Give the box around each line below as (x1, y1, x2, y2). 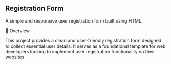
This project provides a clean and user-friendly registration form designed (5, 37, 162, 44)
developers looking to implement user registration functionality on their (5, 48, 155, 54)
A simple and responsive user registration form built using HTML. (5, 17, 143, 24)
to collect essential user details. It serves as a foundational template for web (5, 43, 166, 49)
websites (5, 54, 25, 60)
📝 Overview (5, 28, 30, 34)
